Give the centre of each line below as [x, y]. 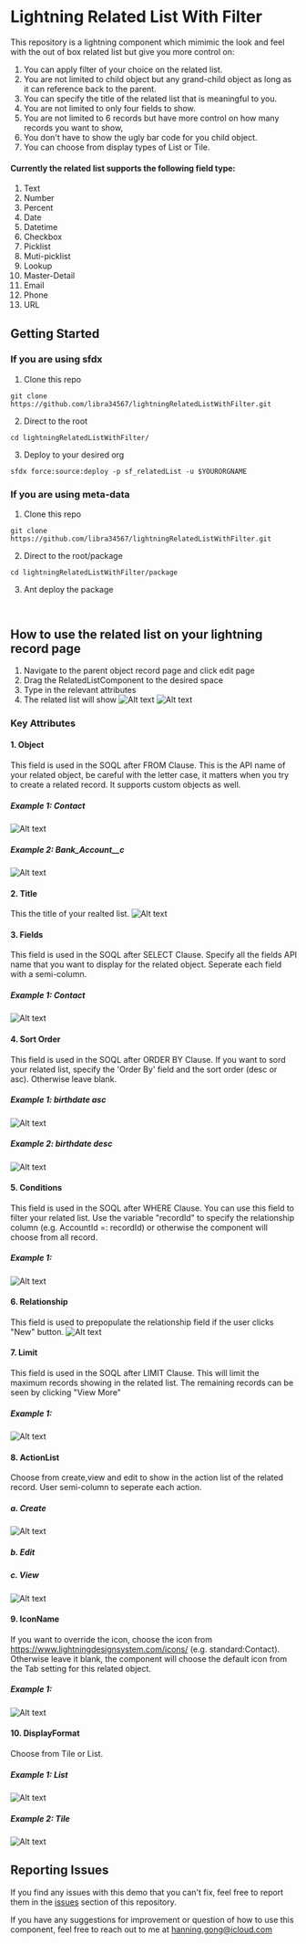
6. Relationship [39, 1302]
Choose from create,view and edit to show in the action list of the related [147, 1477]
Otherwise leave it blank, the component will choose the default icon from [149, 1658]
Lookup [38, 266]
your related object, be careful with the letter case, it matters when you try [150, 775]
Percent [38, 208]
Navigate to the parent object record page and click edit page [139, 670]
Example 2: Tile [41, 1818]
